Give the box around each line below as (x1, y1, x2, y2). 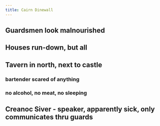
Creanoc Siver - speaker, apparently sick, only (5, 105, 155, 114)
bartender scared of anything (5, 75, 80, 82)
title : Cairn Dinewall (5, 7, 53, 13)
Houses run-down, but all (5, 44, 87, 52)
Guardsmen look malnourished (5, 26, 105, 35)
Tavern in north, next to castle (5, 60, 103, 69)
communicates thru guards (5, 113, 93, 121)
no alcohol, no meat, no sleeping (5, 89, 87, 96)
